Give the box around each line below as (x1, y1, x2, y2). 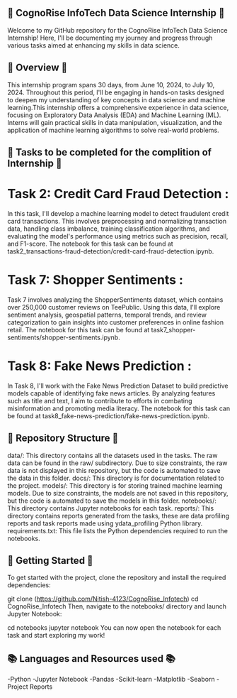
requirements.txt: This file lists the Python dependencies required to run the (7, 526, 229, 535)
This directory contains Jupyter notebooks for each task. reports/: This (7, 503, 214, 512)
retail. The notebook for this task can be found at (7, 325, 150, 334)
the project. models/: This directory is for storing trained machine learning (7, 481, 223, 490)
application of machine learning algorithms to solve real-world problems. (7, 126, 219, 134)
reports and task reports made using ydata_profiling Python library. (7, 519, 203, 528)
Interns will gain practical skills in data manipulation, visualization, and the (7, 118, 223, 126)
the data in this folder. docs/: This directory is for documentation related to (7, 474, 224, 482)
